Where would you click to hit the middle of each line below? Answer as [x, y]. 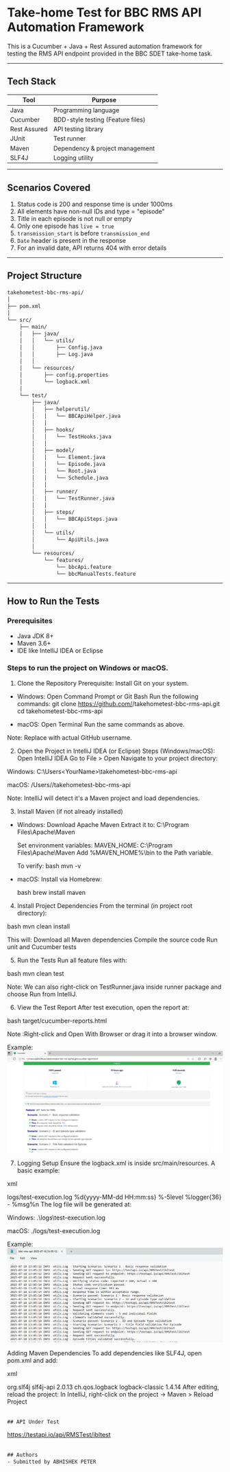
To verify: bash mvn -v [49, 865]
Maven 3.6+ [34, 643]
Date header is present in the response [72, 241]
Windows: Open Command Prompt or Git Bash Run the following [107, 696]
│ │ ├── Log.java [56, 354]
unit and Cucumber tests [42, 947]
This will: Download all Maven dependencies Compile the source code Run [112, 939]
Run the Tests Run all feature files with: [72, 960]
